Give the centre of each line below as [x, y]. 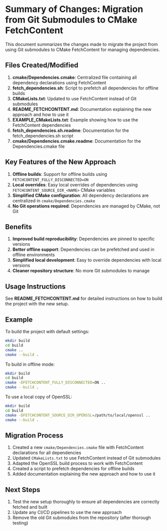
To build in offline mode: [30, 364]
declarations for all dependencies [47, 453]
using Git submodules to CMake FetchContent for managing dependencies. [83, 49]
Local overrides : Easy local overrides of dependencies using [75, 185]
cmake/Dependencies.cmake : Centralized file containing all [75, 77]
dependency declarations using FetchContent [59, 82]
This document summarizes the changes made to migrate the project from [82, 44]
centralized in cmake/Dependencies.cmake [54, 200]
